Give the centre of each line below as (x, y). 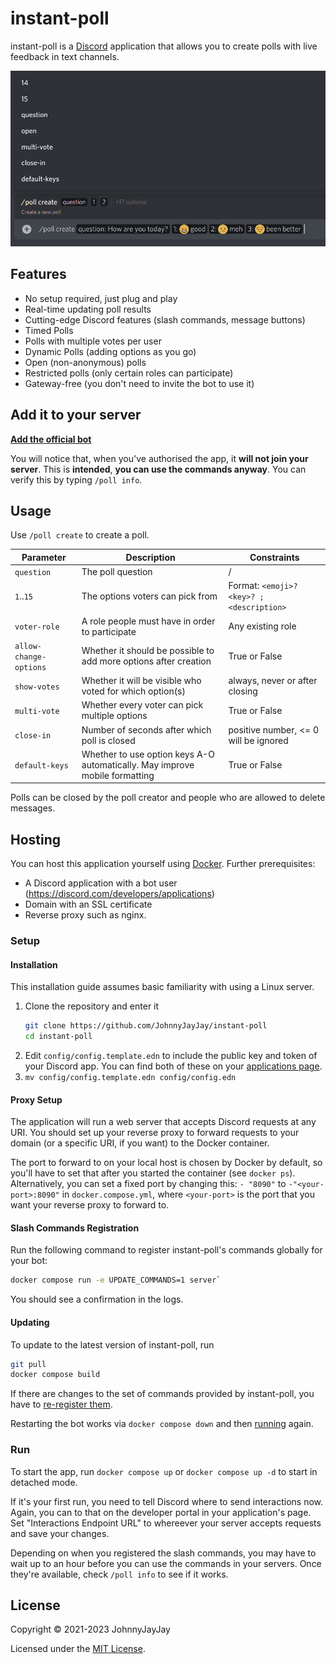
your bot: (29, 1261)
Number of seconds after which (146, 729)
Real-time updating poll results (88, 309)
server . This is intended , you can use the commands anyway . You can (158, 469)
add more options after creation (146, 661)
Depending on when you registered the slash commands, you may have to (163, 1553)
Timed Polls (49, 330)
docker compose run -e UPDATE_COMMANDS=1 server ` (116, 1280)
